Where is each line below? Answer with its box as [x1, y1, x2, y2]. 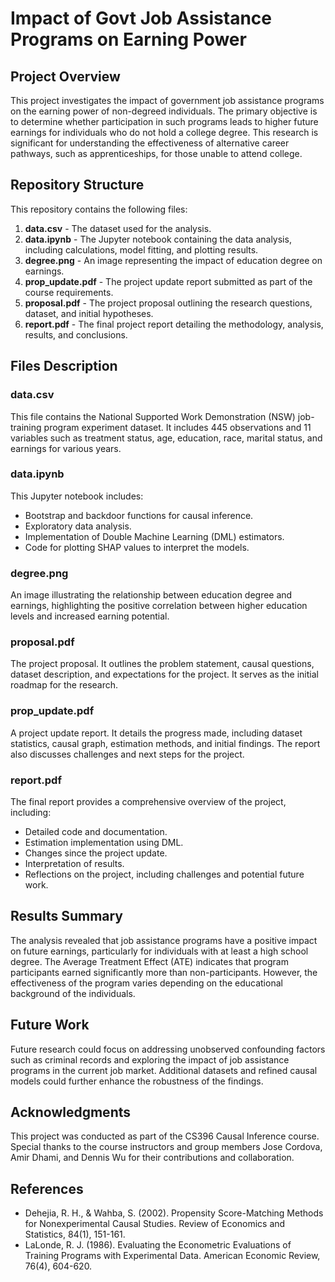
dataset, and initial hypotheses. [24, 307, 154, 319]
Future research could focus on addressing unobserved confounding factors [10, 1043, 326, 1055]
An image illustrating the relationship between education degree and [10, 589, 293, 601]
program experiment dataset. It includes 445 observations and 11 [43, 421, 312, 433]
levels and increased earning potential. [10, 610, 170, 622]
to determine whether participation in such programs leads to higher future [10, 116, 319, 127]
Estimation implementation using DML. [24, 836, 184, 848]
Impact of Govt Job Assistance [10, 7, 273, 30]
